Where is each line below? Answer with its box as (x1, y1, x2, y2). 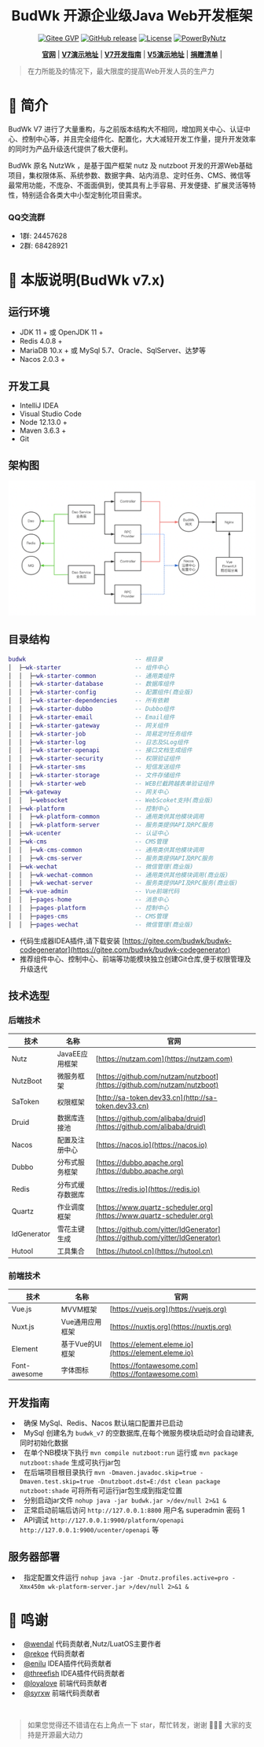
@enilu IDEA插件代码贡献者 (23, 1658, 112, 1668)
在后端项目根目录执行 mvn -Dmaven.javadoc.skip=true (23, 1467, 197, 1476)
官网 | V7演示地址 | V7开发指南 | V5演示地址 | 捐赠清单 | (42, 50, 222, 59)
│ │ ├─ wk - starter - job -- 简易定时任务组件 (8, 730, 192, 738)
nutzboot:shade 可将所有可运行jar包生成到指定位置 (19, 1485, 183, 1495)
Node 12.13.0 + (19, 417, 68, 426)
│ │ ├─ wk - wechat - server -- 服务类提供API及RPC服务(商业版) (8, 879, 238, 887)
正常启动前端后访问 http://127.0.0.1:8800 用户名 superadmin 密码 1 (23, 1505, 245, 1514)
